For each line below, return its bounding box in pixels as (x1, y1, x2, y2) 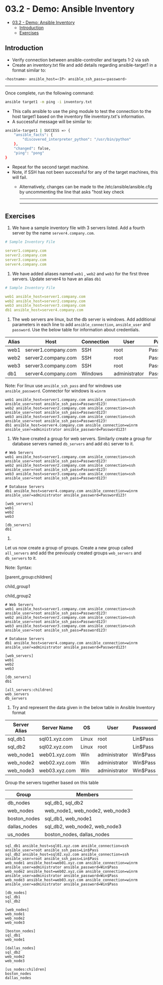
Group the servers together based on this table (5, 780, 99, 785)
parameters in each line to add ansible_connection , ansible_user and (12, 322, 151, 328)
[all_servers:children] (5, 688, 53, 693)
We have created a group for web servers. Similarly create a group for (12, 436, 152, 441)
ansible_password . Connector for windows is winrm (5, 388, 106, 394)
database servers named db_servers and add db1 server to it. (12, 441, 134, 447)
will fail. (12, 174, 28, 180)
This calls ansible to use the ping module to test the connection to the (12, 108, 151, 114)
